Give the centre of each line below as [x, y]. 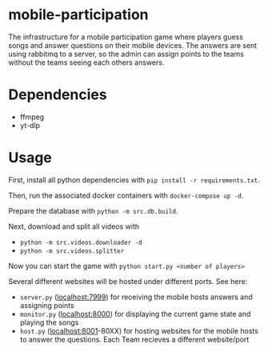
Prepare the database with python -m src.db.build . [93, 210]
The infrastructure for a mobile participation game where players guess [126, 37]
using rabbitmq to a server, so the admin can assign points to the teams [126, 54]
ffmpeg [32, 117]
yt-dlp [30, 125]
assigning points [47, 305]
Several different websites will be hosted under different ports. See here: [128, 281]
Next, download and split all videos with [74, 226]
